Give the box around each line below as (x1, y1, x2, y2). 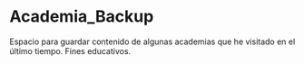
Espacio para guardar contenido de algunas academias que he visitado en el (9, 36, 296, 47)
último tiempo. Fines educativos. (9, 45, 132, 56)
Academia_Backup (9, 6, 154, 27)
